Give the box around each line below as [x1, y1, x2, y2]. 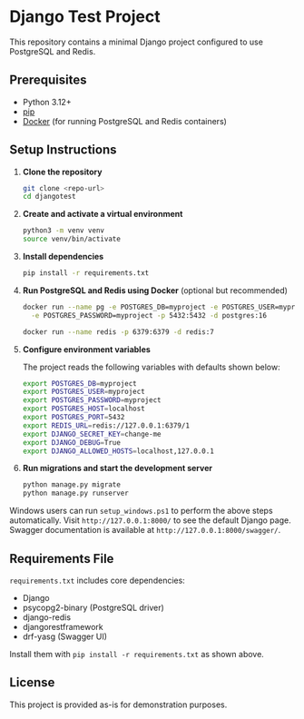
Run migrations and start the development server [22, 463, 213, 474]
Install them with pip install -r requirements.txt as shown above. [9, 649, 265, 659]
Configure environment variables [22, 343, 152, 355]
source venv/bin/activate [22, 234, 121, 244]
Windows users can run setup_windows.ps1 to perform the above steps [9, 506, 274, 517]
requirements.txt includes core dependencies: [9, 575, 186, 586]
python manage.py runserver [22, 488, 129, 498]
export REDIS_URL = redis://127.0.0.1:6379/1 [22, 420, 191, 430]
